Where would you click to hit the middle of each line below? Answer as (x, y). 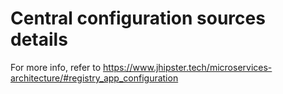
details (39, 39)
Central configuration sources (138, 18)
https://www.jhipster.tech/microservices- (188, 67)
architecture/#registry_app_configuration (94, 78)
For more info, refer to (56, 67)
